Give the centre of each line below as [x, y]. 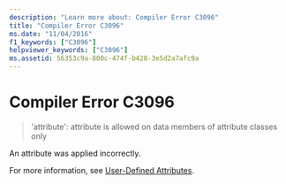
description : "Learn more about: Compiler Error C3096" [114, 17]
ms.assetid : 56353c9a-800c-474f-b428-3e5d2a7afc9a [104, 58]
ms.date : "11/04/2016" [51, 34]
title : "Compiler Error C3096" [67, 26]
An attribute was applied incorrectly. [75, 153]
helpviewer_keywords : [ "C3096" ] [68, 50]
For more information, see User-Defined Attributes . [102, 170]
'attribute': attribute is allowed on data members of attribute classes [154, 126]
